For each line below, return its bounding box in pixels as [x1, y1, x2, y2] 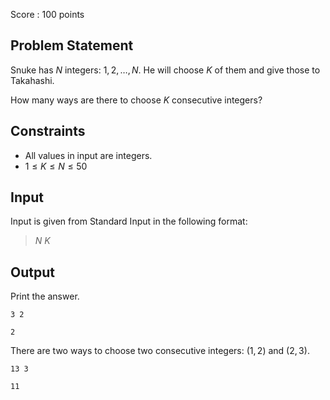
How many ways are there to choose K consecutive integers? [10, 94, 263, 106]
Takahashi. [10, 74, 55, 86]
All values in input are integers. [24, 149, 153, 161]
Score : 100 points [10, 9, 85, 20]
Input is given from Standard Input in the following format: [10, 215, 248, 228]
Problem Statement [10, 37, 134, 54]
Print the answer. [10, 290, 80, 303]
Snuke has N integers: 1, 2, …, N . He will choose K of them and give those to [10, 64, 321, 76]
